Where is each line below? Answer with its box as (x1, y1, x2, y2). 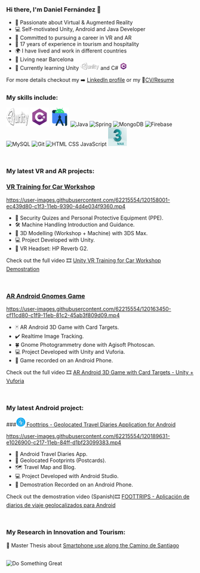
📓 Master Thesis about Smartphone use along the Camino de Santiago (6, 541, 179, 549)
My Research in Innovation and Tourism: (6, 528, 126, 537)
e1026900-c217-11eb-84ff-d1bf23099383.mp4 (6, 439, 121, 446)
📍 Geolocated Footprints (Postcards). (14, 457, 106, 464)
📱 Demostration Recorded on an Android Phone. (14, 481, 133, 488)
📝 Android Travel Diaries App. (14, 451, 88, 458)
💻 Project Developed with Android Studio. (14, 473, 119, 480)
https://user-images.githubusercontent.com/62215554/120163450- (6, 306, 171, 313)
